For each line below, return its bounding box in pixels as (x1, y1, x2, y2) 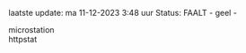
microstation (8, 25, 55, 34)
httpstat (8, 34, 38, 44)
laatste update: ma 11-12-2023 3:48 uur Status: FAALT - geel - (8, 8, 237, 18)
